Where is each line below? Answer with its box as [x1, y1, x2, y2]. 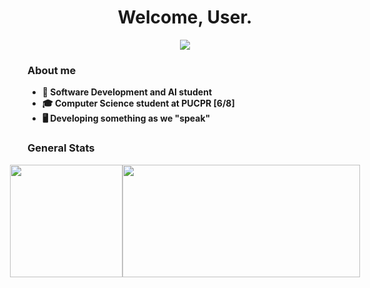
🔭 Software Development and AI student [41, 86, 213, 98]
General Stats [27, 141, 95, 155]
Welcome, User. [117, 6, 253, 29]
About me [27, 63, 77, 77]
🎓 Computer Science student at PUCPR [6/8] [41, 97, 235, 110]
